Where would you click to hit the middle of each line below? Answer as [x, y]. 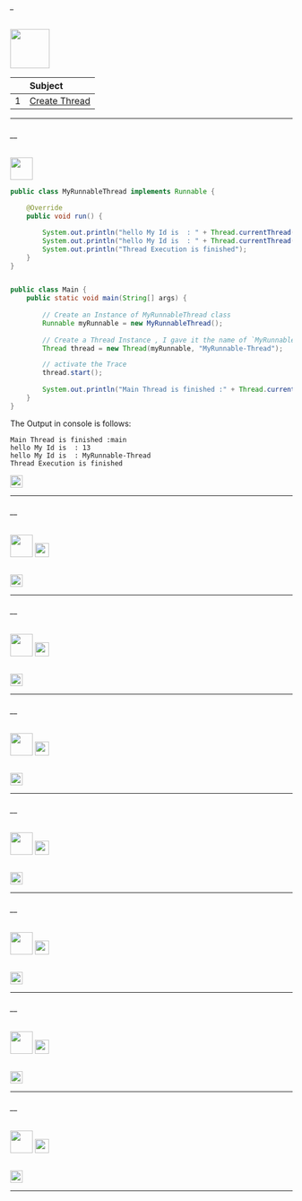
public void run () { [65, 217]
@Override [45, 208]
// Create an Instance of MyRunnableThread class [137, 315]
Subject [46, 86]
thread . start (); [73, 373]
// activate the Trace [85, 365]
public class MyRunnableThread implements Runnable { [113, 192]
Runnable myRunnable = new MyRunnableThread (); [133, 323]
